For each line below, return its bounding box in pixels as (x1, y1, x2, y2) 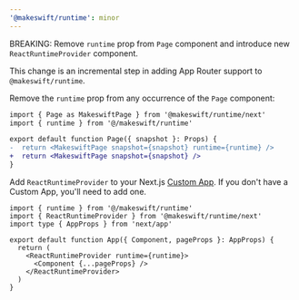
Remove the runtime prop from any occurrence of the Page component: (9, 92, 275, 103)
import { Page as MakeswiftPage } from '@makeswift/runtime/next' (9, 110, 266, 119)
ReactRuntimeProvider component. (9, 47, 139, 59)
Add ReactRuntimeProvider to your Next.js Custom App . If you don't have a (9, 176, 289, 187)
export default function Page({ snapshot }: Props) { (9, 135, 218, 144)
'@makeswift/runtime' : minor (9, 13, 120, 23)
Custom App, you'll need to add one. (9, 186, 147, 197)
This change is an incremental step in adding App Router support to (9, 65, 263, 76)
